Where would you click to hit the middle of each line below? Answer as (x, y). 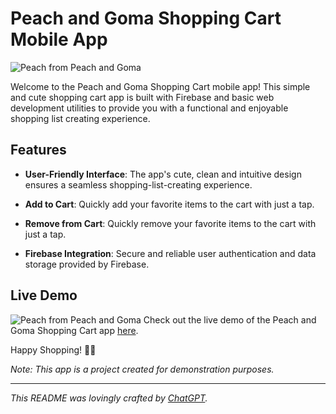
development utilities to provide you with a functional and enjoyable (149, 108)
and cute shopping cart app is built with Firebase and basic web (142, 97)
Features (38, 150)
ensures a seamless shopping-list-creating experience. (138, 184)
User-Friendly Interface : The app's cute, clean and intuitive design (163, 174)
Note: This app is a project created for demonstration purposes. (142, 369)
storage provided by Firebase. (87, 264)
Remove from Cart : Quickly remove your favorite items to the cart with (170, 223)
